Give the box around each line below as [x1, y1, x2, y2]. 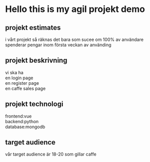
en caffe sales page [5, 85, 46, 91]
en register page [5, 80, 39, 86]
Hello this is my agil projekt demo [5, 3, 146, 15]
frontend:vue [5, 113, 32, 119]
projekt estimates [5, 23, 61, 32]
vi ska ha [5, 69, 24, 75]
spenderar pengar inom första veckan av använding [5, 42, 112, 48]
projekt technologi [5, 100, 64, 108]
